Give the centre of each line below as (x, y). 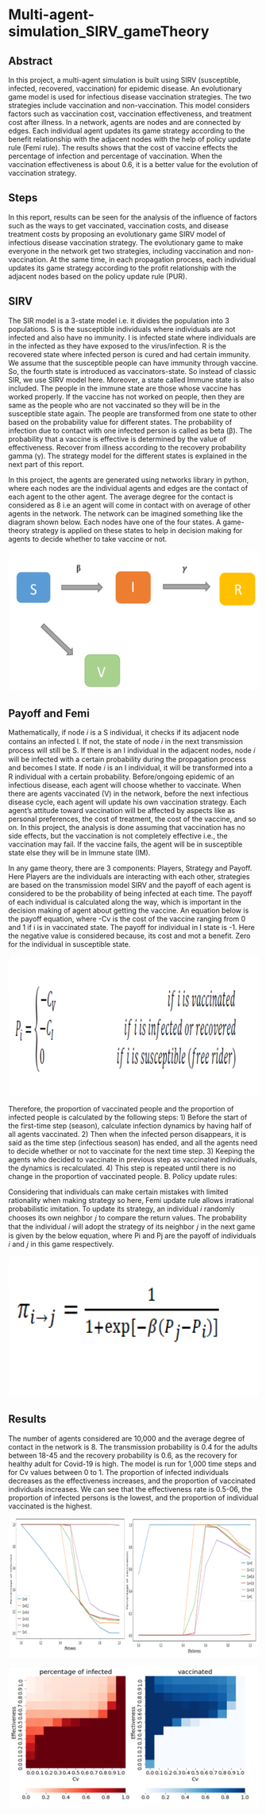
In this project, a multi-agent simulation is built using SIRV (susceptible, (124, 80)
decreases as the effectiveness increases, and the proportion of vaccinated (132, 1481)
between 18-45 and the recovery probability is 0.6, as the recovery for (123, 1455)
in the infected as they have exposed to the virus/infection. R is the (118, 346)
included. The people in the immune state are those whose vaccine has (125, 388)
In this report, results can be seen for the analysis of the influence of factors (133, 217)
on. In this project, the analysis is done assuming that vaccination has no (127, 827)
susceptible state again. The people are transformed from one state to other (133, 413)
